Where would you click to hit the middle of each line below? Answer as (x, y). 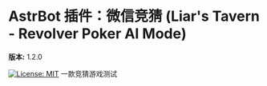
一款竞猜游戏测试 (89, 73)
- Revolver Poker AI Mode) (97, 34)
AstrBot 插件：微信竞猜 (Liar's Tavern (134, 16)
